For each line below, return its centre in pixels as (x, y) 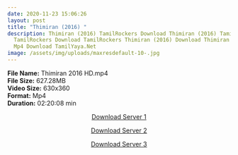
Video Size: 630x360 (39, 88)
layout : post (27, 20)
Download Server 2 (119, 130)
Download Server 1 (119, 116)
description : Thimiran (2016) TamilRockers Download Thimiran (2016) (112, 33)
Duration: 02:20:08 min (42, 103)
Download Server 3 (119, 144)
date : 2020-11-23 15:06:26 (47, 14)
